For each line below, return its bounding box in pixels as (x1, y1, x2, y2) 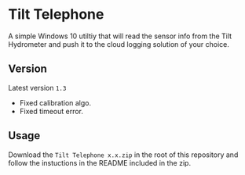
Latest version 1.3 (8, 83, 67, 92)
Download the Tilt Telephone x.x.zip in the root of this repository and (8, 150, 239, 159)
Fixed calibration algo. (19, 98, 92, 107)
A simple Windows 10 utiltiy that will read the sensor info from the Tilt (8, 31, 232, 41)
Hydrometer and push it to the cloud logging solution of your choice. (8, 39, 230, 48)
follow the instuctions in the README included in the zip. (8, 158, 191, 167)
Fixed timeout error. (19, 106, 84, 116)
